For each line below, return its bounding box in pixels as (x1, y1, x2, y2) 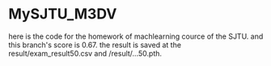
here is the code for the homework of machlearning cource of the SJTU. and (8, 31, 264, 41)
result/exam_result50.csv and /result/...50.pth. (8, 48, 163, 58)
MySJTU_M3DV (8, 5, 117, 23)
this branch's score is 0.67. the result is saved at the (8, 39, 182, 49)
